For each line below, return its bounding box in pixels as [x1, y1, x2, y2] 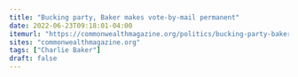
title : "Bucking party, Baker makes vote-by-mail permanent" [9, 12, 240, 22]
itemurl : [9, 29, 42, 38]
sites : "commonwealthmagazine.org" [9, 37, 141, 47]
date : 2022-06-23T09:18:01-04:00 [9, 21, 133, 30]
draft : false [9, 54, 58, 63]
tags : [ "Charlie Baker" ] [9, 46, 101, 55]
